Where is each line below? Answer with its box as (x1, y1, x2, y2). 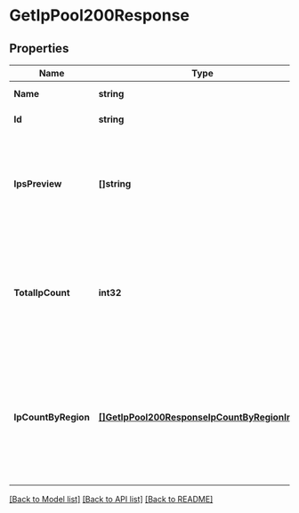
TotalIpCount (13, 286, 70, 299)
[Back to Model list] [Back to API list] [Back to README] (9, 494, 214, 504)
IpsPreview (13, 178, 62, 189)
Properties (9, 41, 69, 56)
